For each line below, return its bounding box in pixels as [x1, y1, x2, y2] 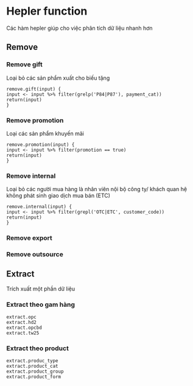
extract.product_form [6, 374, 61, 380]
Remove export [6, 234, 53, 242]
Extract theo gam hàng [6, 300, 75, 309]
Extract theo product [6, 344, 69, 353]
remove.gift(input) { [6, 86, 61, 92]
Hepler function [6, 4, 88, 18]
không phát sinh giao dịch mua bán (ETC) [6, 192, 111, 199]
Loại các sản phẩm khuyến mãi [6, 130, 84, 137]
